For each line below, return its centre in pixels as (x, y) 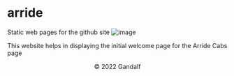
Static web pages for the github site (59, 32)
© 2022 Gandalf (117, 66)
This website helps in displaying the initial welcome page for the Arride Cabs (117, 45)
